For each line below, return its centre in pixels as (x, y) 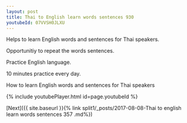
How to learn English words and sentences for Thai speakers (81, 85)
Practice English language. (39, 62)
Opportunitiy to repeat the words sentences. (60, 51)
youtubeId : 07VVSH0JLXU (36, 22)
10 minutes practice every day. (44, 74)
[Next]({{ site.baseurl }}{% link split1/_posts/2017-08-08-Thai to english (94, 108)
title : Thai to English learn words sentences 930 (70, 17)
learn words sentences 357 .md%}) (50, 114)
